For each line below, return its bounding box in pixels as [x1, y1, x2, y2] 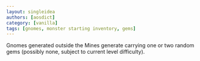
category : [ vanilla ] [6, 20, 58, 26]
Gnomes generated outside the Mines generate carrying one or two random [6, 42, 195, 49]
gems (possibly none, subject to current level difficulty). [6, 48, 145, 56]
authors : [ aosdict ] [6, 14, 55, 20]
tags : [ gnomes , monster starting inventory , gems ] [6, 25, 136, 32]
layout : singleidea [6, 8, 55, 15]
